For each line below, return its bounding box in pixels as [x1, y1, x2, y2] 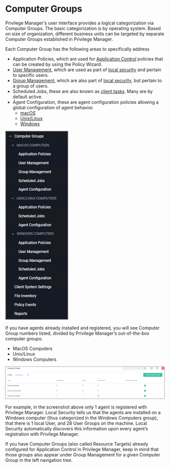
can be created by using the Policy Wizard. [12, 61, 102, 67]
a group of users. [12, 82, 49, 89]
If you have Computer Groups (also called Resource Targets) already [5, 441, 148, 447]
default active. [12, 94, 43, 100]
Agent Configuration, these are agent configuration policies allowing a [12, 99, 159, 105]
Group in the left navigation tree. [5, 457, 73, 463]
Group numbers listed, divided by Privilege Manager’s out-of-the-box [5, 330, 150, 336]
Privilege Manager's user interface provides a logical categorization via [5, 20, 154, 26]
